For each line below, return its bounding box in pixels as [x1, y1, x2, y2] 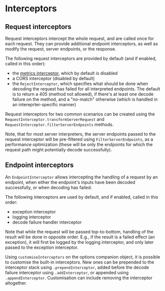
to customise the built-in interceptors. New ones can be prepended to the [5, 259, 154, 265]
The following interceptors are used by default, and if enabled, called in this [5, 194, 159, 200]
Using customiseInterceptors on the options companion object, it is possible [5, 254, 161, 260]
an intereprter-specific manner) [12, 102, 76, 107]
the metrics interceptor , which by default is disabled [12, 70, 118, 76]
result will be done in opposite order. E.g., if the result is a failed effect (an [5, 234, 155, 240]
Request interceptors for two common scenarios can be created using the [5, 111, 155, 117]
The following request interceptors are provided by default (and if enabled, [5, 56, 157, 61]
